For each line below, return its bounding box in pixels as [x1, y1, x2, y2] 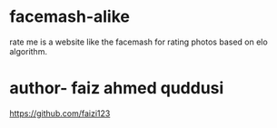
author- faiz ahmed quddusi [9, 78, 224, 99]
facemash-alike [9, 6, 130, 27]
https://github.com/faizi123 [9, 107, 111, 119]
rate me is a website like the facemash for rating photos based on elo [9, 36, 268, 47]
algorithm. [9, 45, 48, 56]
